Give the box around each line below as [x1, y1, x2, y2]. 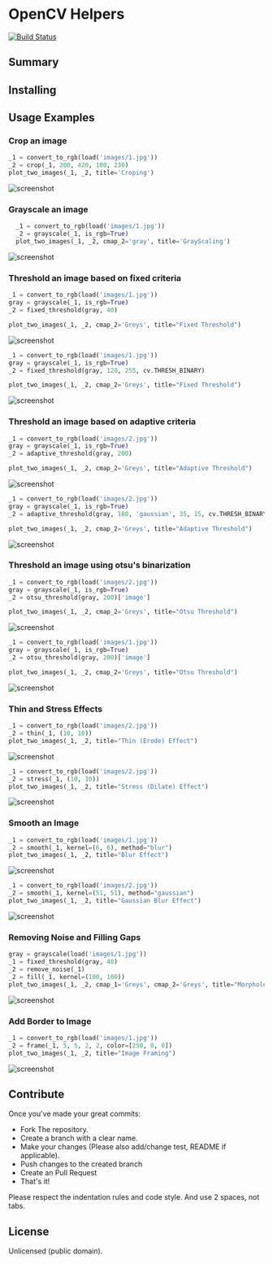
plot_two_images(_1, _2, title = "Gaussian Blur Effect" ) [8, 897, 201, 905]
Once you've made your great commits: [8, 1109, 141, 1119]
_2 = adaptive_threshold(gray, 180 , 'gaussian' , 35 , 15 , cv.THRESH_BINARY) [8, 510, 271, 518]
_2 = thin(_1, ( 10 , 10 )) [8, 729, 93, 737]
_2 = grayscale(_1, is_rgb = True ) [15, 230, 129, 238]
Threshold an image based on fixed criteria [8, 272, 181, 283]
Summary [8, 55, 59, 69]
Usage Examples [8, 111, 95, 125]
